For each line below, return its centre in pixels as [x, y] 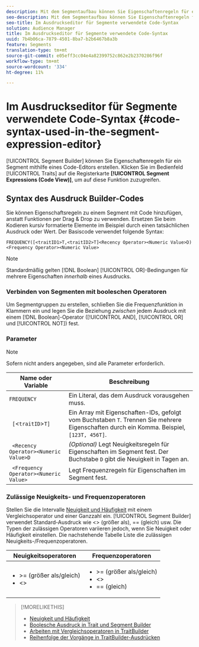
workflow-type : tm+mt [33, 61]
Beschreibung [129, 382]
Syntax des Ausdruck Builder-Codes [75, 198]
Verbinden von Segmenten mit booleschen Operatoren [86, 292]
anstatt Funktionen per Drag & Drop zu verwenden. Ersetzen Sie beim [91, 219]
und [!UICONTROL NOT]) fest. [43, 323]
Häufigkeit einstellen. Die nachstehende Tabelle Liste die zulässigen [89, 534]
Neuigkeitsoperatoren [45, 556]
